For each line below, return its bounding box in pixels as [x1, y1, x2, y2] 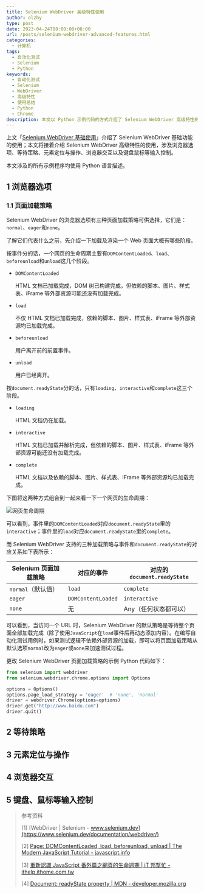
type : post [6, 20, 34, 26]
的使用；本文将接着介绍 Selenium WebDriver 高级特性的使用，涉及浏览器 [6, 141, 188, 149]
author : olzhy [6, 15, 42, 21]
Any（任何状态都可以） [123, 605, 190, 613]
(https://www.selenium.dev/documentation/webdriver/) [21, 831, 159, 838]
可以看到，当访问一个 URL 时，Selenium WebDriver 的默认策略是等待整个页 [6, 621, 195, 628]
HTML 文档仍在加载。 [15, 416, 70, 423]
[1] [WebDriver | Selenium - [21, 824, 90, 832]
